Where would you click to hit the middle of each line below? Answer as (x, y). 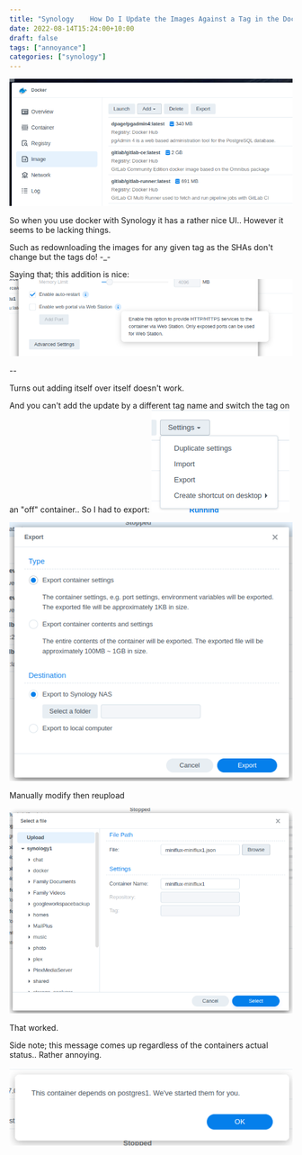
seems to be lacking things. (60, 230)
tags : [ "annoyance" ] (48, 48)
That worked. (34, 1028)
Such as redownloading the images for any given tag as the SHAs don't (142, 247)
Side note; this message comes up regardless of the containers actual (139, 1045)
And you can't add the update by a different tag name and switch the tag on (150, 406)
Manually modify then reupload (67, 795)
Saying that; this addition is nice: (70, 274)
